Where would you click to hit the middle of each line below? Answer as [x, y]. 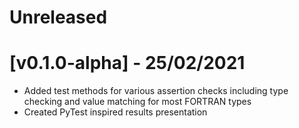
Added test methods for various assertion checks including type [156, 91]
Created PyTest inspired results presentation [115, 112]
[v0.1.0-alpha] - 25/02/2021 [127, 63]
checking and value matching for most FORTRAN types [137, 102]
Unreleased [58, 17]
